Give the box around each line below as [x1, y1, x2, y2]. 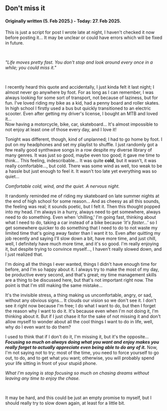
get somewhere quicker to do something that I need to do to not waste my [5, 225, 158, 231]
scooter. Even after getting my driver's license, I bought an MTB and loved [5, 110, 158, 117]
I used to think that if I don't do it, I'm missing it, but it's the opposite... [5, 333, 149, 339]
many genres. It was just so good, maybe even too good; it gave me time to [5, 152, 160, 158]
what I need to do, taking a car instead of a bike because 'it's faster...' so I [5, 219, 157, 225]
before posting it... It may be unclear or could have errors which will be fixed [5, 35, 162, 41]
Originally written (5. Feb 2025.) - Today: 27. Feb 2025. [5, 18, 121, 24]
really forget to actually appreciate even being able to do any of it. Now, [5, 344, 157, 350]
